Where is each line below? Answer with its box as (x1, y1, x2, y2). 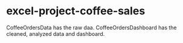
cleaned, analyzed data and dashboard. (6, 30, 105, 37)
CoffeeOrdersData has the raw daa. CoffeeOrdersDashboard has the (6, 24, 177, 31)
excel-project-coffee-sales (6, 4, 146, 18)
